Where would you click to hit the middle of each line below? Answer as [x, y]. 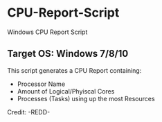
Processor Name [41, 84]
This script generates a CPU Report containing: [74, 70]
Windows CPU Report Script [47, 32]
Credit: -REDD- [29, 112]
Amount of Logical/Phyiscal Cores [66, 91]
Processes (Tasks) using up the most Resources [86, 98]
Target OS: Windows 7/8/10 [68, 54]
